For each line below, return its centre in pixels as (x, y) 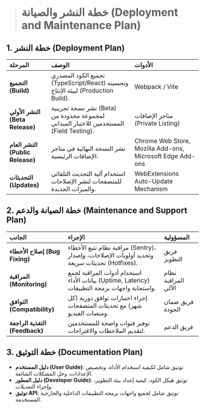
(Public (20, 152)
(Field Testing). (73, 131)
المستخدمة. (28, 399)
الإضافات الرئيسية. (75, 156)
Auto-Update (153, 181)
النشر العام (23, 145)
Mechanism (151, 189)
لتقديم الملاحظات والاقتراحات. (106, 331)
